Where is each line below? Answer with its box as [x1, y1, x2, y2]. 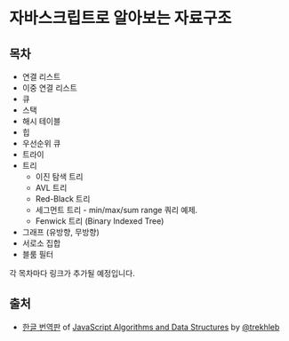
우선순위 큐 [21, 139, 61, 148]
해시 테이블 [21, 116, 61, 126]
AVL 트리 [35, 183, 68, 193]
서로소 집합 [21, 238, 61, 249]
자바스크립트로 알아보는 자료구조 [9, 8, 232, 28]
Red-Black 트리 [35, 194, 91, 204]
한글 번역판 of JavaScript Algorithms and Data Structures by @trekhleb [21, 321, 280, 332]
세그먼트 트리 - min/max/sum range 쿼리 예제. [35, 205, 198, 215]
